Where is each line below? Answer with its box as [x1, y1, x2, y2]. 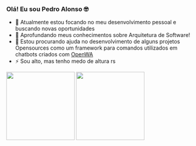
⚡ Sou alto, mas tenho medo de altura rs [15, 58, 116, 65]
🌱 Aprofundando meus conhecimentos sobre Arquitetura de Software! [15, 32, 191, 39]
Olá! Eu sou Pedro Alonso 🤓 [6, 5, 89, 13]
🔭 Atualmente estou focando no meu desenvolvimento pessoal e [15, 19, 177, 26]
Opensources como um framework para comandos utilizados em [15, 44, 178, 51]
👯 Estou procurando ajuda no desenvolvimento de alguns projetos [15, 38, 180, 45]
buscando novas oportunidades [15, 25, 95, 32]
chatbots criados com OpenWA [15, 51, 93, 58]
